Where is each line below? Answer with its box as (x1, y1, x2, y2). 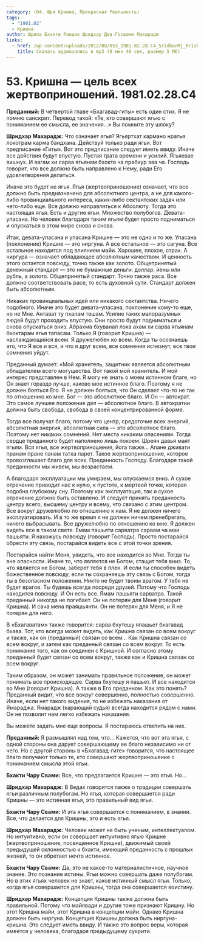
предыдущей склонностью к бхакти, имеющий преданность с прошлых (6, 846, 193, 853)
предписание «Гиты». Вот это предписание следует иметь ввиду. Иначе (6, 145, 195, 153)
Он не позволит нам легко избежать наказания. (6, 710, 131, 718)
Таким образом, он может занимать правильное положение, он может (6, 672, 191, 679)
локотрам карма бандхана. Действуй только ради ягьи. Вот (6, 139, 162, 146)
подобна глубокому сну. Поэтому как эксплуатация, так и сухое (6, 487, 174, 495)
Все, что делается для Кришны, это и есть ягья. (6, 814, 131, 822)
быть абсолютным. (6, 285, 56, 293)
